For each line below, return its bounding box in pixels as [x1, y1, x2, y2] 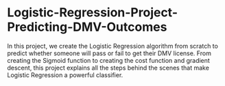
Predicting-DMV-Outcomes [7, 19, 167, 35]
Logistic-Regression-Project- [7, 5, 178, 20]
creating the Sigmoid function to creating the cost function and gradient [7, 56, 211, 64]
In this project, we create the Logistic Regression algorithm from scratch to [7, 42, 218, 50]
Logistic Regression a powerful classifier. [7, 70, 123, 79]
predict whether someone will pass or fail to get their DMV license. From [7, 49, 211, 57]
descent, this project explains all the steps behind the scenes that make [7, 63, 209, 72]
